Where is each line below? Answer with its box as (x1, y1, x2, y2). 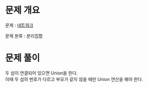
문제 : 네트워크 (5, 22, 34, 28)
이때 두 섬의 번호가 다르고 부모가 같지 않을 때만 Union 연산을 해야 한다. (5, 76, 143, 82)
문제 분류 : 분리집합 (5, 33, 43, 39)
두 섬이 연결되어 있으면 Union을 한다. (5, 70, 78, 76)
